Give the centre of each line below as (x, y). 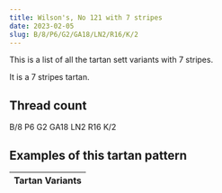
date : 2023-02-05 (42, 26)
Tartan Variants (48, 180)
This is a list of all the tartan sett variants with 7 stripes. (111, 60)
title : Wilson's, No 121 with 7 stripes (86, 18)
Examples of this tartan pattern (98, 155)
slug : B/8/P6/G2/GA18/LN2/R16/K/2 (74, 34)
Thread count (48, 105)
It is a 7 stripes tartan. (49, 77)
